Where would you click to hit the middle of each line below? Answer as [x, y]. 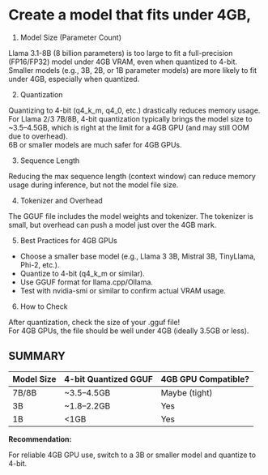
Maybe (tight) [187, 392]
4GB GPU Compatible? [205, 379]
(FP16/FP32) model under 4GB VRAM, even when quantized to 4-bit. [123, 62]
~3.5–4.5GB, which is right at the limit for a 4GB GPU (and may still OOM [129, 127]
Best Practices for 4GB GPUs [68, 240]
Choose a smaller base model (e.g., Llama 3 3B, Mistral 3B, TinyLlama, [138, 256]
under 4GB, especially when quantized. [74, 79]
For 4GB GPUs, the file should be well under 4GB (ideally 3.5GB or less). [129, 331]
